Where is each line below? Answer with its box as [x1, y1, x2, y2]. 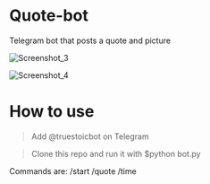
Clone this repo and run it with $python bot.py [30, 148, 201, 159]
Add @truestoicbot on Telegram [30, 131, 149, 142]
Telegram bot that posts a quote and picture [9, 35, 172, 46]
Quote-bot [9, 5, 89, 26]
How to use [9, 101, 95, 122]
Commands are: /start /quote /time [9, 165, 137, 176]
